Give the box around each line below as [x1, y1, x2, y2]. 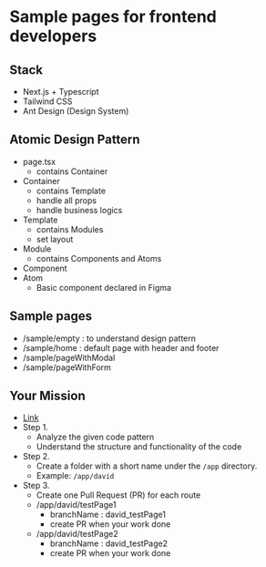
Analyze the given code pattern [36, 431, 155, 443]
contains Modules [36, 223, 104, 234]
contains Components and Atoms [36, 253, 162, 263]
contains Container [36, 166, 108, 177]
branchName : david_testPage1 [49, 509, 167, 521]
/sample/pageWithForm [22, 362, 112, 373]
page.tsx [22, 156, 56, 167]
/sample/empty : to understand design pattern [22, 333, 196, 344]
